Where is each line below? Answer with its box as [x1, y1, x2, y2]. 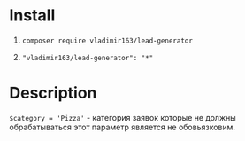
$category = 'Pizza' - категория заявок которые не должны [9, 112, 236, 122]
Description [9, 83, 97, 103]
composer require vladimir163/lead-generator [21, 36, 193, 45]
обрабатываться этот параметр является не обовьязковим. [9, 121, 236, 132]
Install [9, 5, 56, 26]
